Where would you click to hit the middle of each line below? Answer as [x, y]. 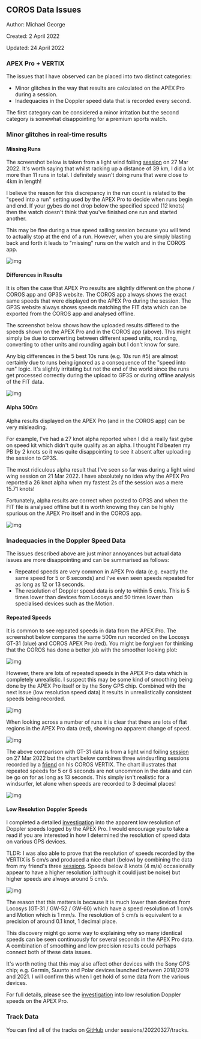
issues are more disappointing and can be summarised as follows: [88, 560]
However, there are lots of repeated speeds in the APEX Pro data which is [97, 673]
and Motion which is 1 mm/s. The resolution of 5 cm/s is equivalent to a [94, 915]
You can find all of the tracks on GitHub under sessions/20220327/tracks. [97, 1030]
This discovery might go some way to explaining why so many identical [94, 933]
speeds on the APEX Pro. [37, 1001]
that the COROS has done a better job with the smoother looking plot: [92, 650]
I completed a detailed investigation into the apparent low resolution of [93, 822]
